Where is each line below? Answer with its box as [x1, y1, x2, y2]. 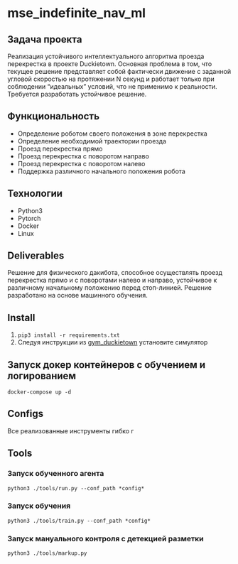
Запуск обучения [7, 501, 71, 511]
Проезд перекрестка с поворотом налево [17, 159, 146, 168]
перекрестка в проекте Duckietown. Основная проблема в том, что [7, 60, 212, 68]
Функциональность [7, 110, 100, 122]
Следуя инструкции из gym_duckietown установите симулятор [17, 338, 208, 347]
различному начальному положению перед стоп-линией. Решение [7, 283, 212, 292]
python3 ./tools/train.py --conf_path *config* [7, 517, 151, 524]
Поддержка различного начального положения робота [17, 167, 186, 175]
